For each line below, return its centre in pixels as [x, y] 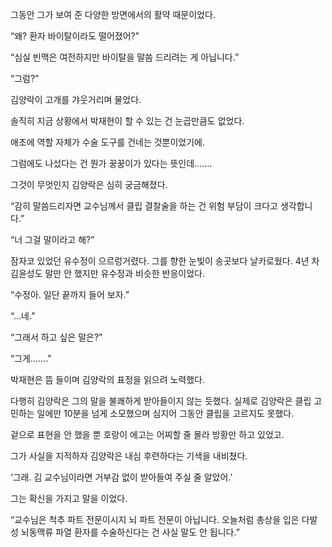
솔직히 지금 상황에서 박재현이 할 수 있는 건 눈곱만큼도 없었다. [127, 121]
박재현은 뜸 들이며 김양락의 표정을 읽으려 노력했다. [108, 379]
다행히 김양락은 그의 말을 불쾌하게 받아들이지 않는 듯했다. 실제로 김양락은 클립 [161, 401]
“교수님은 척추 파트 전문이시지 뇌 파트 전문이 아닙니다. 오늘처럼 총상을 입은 [155, 519]
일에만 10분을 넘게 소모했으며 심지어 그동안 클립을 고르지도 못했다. [165, 413]
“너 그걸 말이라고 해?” [52, 239]
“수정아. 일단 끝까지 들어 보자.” [70, 294]
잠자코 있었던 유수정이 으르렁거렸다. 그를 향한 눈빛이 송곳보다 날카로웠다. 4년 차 [165, 261]
